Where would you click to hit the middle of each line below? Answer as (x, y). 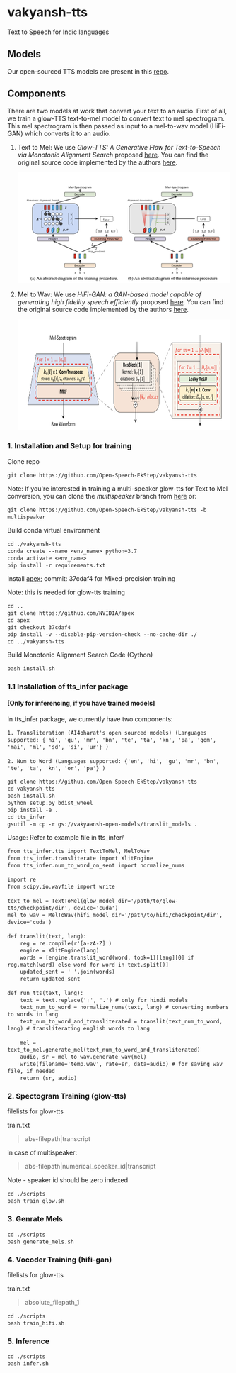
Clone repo (24, 461)
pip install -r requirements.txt (57, 565)
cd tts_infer (26, 817)
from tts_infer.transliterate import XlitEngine (80, 858)
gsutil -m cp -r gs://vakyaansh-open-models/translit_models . (102, 824)
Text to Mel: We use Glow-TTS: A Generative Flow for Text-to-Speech (119, 147)
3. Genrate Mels (35, 1219)
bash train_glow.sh (36, 1201)
